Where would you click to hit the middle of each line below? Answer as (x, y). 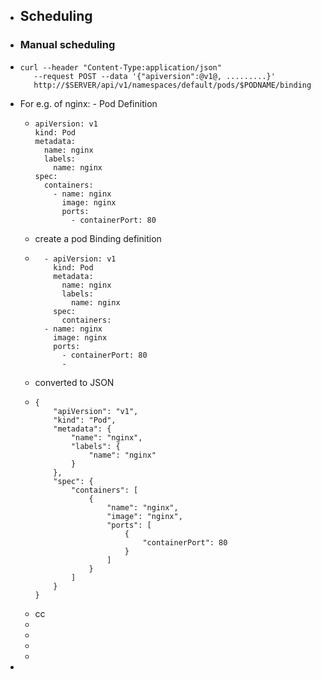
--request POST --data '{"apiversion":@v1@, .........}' (154, 76)
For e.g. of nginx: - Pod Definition (88, 103)
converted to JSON (74, 382)
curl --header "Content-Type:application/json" (120, 67)
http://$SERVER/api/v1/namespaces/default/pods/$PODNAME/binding (172, 85)
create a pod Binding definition (98, 238)
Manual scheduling (67, 45)
